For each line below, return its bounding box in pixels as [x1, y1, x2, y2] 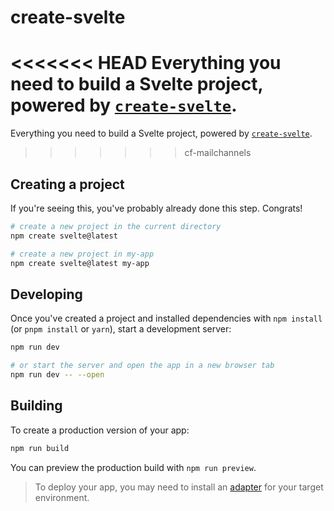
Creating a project [10, 176, 125, 193]
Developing [10, 286, 83, 303]
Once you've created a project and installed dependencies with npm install [10, 312, 323, 325]
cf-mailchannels [184, 147, 252, 159]
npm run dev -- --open [10, 370, 105, 380]
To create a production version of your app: [10, 424, 190, 436]
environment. [34, 491, 90, 503]
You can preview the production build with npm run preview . [10, 461, 257, 473]
